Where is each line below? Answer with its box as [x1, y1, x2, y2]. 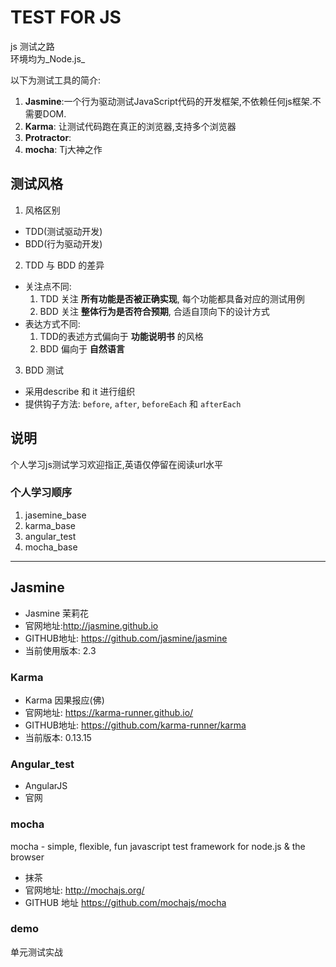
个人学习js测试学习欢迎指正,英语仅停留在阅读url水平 [10, 458, 223, 470]
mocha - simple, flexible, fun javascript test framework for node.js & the [10, 840, 306, 852]
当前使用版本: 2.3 [24, 644, 97, 656]
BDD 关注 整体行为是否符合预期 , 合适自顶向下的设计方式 [39, 305, 270, 317]
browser [10, 851, 45, 863]
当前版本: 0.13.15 [24, 731, 92, 743]
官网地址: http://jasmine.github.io [24, 619, 159, 631]
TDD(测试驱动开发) [24, 225, 103, 237]
